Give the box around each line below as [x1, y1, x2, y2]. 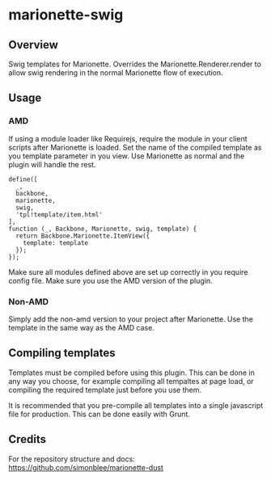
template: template [23, 238, 89, 247]
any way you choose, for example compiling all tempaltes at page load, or [8, 376, 254, 385]
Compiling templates [8, 346, 116, 360]
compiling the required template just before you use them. [8, 385, 202, 394]
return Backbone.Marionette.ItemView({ [15, 232, 150, 240]
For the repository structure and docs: [8, 454, 135, 464]
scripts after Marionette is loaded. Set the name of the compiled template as [8, 142, 262, 152]
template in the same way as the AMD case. [8, 322, 155, 332]
